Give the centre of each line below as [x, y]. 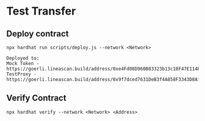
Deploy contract [38, 34]
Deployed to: [23, 58]
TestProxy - [21, 74]
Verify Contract [36, 98]
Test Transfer [41, 11]
